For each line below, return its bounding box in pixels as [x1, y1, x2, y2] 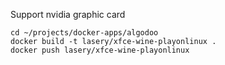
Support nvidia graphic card [10, 9, 126, 20]
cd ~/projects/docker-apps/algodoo [10, 28, 159, 38]
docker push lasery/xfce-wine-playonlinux [10, 45, 190, 55]
